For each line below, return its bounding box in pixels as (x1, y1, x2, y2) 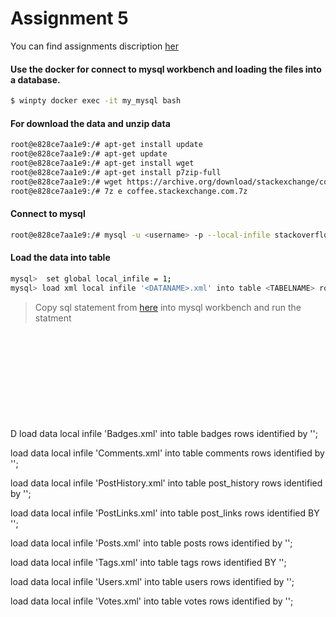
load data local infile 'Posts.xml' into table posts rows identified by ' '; (10, 537, 293, 549)
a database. (10, 73, 61, 86)
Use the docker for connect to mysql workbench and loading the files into (10, 63, 322, 75)
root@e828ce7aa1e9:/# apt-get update (10, 149, 168, 159)
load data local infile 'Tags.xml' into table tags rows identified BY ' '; (10, 556, 287, 568)
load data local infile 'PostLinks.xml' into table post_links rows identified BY (10, 507, 320, 519)
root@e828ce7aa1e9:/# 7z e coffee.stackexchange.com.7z (10, 186, 248, 196)
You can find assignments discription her (10, 40, 179, 52)
